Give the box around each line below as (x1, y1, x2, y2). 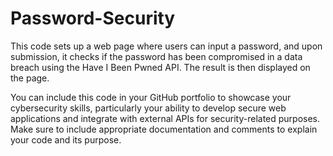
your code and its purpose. (10, 133, 122, 146)
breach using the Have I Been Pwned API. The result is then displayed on (10, 61, 311, 73)
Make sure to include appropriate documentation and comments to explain (10, 123, 318, 135)
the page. (10, 72, 50, 84)
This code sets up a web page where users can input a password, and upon (10, 40, 323, 52)
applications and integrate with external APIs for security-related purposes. (10, 112, 321, 124)
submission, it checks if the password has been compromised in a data (10, 50, 303, 62)
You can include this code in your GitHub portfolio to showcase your (10, 91, 292, 103)
